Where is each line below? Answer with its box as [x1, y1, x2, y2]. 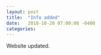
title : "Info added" [6, 15, 61, 21]
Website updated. [6, 42, 50, 50]
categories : [6, 25, 36, 32]
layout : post [6, 8, 39, 15]
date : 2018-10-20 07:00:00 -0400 [6, 20, 96, 26]
